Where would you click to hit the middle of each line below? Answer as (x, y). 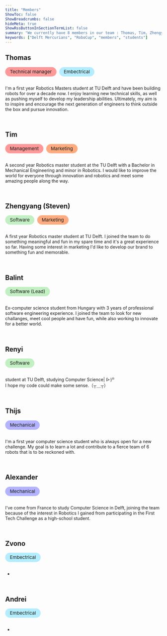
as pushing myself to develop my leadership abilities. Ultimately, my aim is (81, 99)
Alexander (22, 477)
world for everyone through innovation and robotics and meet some (74, 175)
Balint (14, 278)
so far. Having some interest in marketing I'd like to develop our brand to (79, 247)
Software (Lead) (28, 292)
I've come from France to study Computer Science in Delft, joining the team (83, 508)
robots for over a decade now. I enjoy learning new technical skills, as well (81, 93)
